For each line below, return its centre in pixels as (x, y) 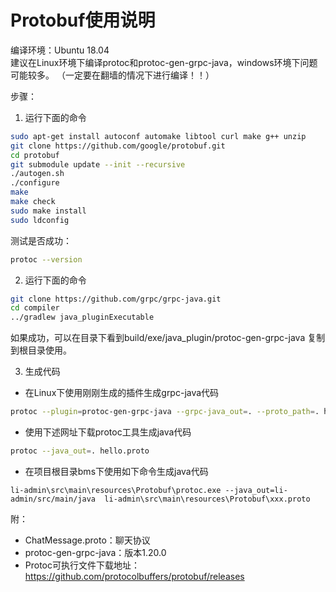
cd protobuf (35, 155)
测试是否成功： (41, 240)
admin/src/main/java (53, 499)
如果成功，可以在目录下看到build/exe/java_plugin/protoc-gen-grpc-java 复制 (168, 338)
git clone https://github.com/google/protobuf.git (118, 146)
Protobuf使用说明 (83, 20)
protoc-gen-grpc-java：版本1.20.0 (95, 552)
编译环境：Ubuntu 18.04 (60, 50)
